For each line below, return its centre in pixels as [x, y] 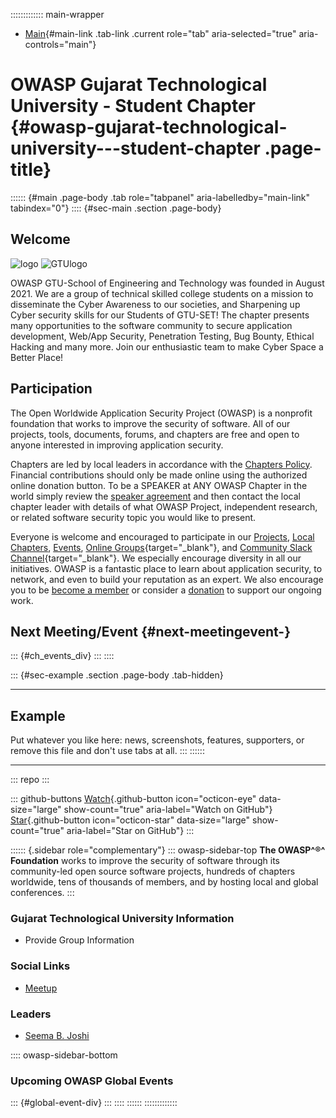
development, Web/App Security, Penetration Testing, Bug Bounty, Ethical [162, 336]
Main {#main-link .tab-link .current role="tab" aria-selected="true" [160, 33]
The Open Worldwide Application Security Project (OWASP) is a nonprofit [161, 413]
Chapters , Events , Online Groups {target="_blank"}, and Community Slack [161, 547]
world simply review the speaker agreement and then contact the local [155, 496]
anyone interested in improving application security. [117, 445]
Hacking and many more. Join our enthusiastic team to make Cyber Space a [167, 346]
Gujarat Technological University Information [122, 919]
